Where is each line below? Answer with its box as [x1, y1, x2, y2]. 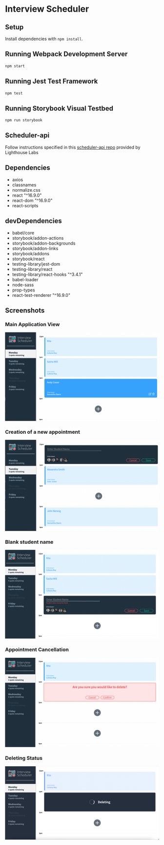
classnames [12, 182, 37, 188]
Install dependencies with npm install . [5, 36, 83, 42]
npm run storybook [5, 118, 42, 123]
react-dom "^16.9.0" [12, 197, 53, 203]
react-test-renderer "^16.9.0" [12, 292, 71, 298]
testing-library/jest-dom [12, 261, 61, 267]
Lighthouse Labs [5, 149, 39, 155]
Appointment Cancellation [5, 646, 69, 653]
